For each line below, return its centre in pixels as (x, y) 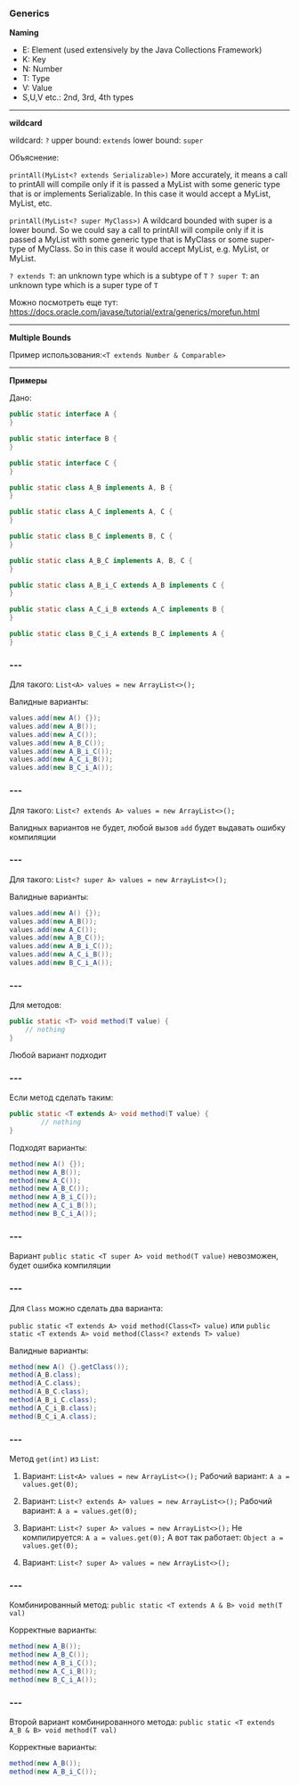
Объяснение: (34, 158)
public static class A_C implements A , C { (91, 512)
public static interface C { (63, 463)
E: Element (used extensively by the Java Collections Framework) (142, 50)
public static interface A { (63, 414)
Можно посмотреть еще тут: (64, 302)
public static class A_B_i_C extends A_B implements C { (117, 585)
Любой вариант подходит (58, 1054)
